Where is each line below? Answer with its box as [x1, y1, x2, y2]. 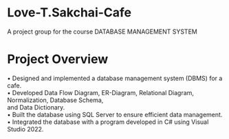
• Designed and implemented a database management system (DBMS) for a [7, 74, 223, 82]
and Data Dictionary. [7, 103, 65, 111]
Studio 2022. [7, 125, 44, 133]
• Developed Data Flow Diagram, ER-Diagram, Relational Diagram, [7, 88, 195, 97]
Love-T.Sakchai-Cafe [7, 5, 132, 21]
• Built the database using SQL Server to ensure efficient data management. [7, 110, 223, 118]
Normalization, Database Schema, [7, 96, 104, 104]
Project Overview [7, 51, 109, 67]
